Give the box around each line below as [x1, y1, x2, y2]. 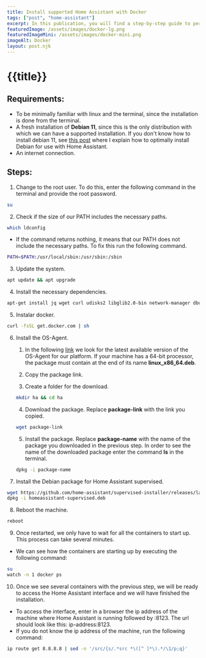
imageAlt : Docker [7, 37, 51, 44]
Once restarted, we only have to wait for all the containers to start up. [15, 529, 191, 537]
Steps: [7, 167, 32, 178]
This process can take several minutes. [15, 536, 115, 543]
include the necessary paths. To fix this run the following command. [15, 242, 187, 250]
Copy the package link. [24, 370, 83, 378]
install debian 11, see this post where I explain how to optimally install [15, 136, 189, 143]
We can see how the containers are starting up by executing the [15, 548, 177, 555]
